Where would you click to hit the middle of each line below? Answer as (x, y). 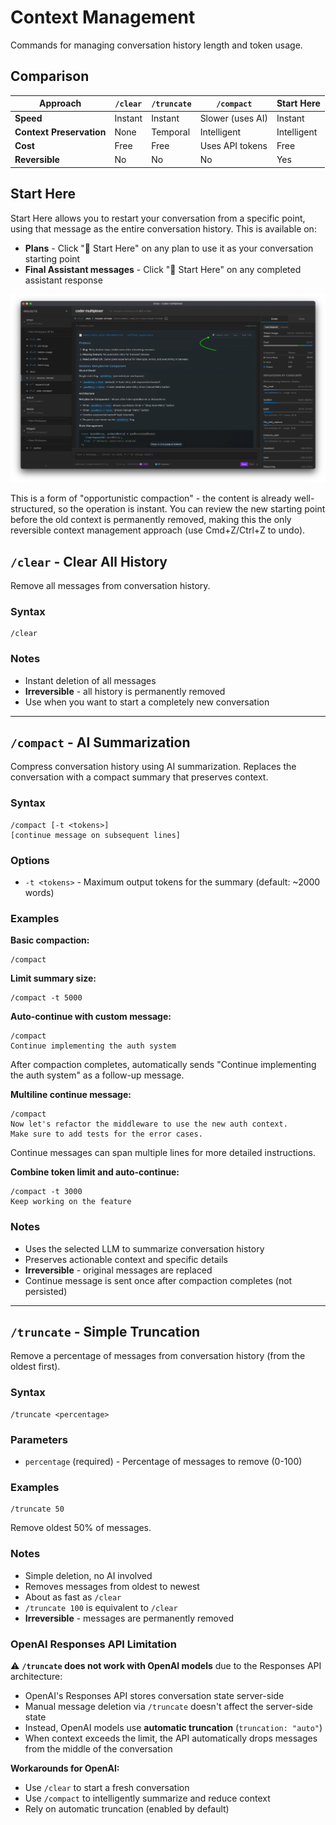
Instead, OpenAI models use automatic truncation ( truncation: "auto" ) (173, 1727)
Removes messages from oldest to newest (112, 1586)
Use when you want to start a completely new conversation (147, 702)
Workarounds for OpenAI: (65, 1768)
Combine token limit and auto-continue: (95, 1172)
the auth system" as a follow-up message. (97, 1075)
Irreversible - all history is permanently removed (125, 691)
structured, (33, 509)
